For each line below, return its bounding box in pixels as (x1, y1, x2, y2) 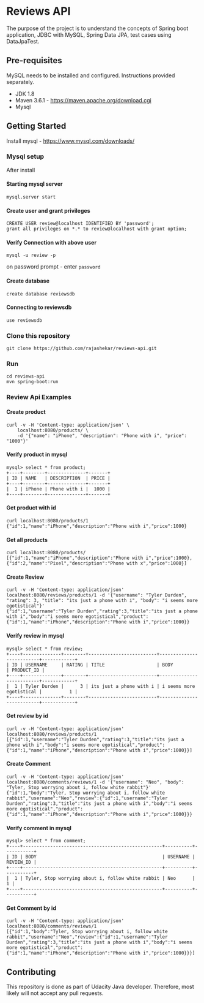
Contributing (6, 967, 56, 977)
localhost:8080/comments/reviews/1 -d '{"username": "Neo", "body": (6, 779, 184, 785)
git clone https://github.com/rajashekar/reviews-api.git (6, 345, 157, 352)
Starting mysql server (6, 180, 63, 188)
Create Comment (6, 760, 51, 768)
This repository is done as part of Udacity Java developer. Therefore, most (6, 983, 194, 991)
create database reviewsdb (6, 291, 75, 297)
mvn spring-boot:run (6, 379, 59, 385)
